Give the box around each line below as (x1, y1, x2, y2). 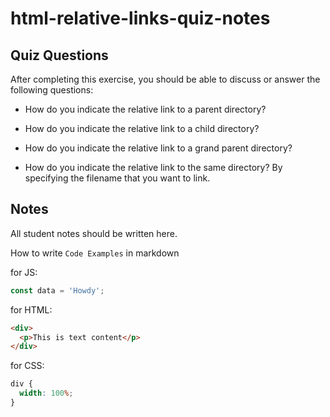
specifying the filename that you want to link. (24, 172, 211, 184)
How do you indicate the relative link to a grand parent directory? (24, 142, 293, 154)
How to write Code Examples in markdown (10, 247, 180, 259)
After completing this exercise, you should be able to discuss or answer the (10, 73, 321, 85)
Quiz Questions (10, 47, 109, 64)
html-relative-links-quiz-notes (10, 7, 271, 30)
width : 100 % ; (19, 388, 74, 399)
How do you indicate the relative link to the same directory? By (24, 162, 283, 173)
